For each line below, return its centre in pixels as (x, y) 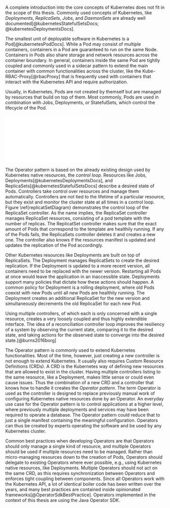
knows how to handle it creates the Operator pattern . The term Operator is (83, 388)
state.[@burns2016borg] (31, 340)
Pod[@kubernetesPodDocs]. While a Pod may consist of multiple (73, 44)
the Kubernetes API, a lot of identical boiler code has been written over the (83, 484)
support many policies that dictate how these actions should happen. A (79, 282)
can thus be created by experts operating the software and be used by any (83, 426)
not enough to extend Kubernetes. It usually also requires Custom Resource (84, 361)
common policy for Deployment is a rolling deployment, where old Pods (80, 287)
